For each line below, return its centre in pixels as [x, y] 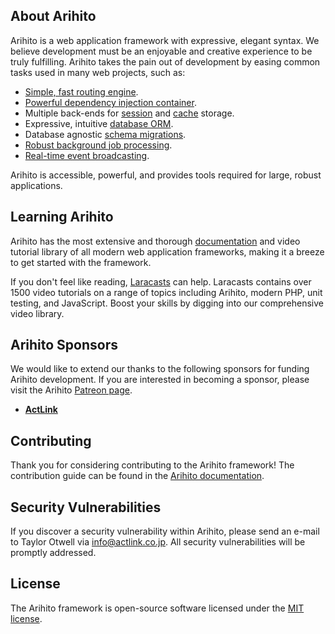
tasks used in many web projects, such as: [98, 72]
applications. [36, 185]
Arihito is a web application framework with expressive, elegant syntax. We [165, 40]
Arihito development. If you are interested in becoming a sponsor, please [160, 380]
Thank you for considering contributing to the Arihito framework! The [152, 465]
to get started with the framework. [81, 262]
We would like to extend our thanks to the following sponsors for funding [160, 369]
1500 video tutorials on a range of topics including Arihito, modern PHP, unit [166, 292]
